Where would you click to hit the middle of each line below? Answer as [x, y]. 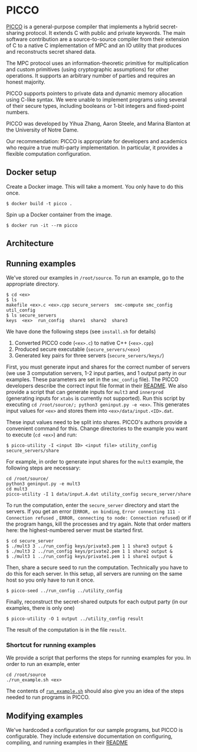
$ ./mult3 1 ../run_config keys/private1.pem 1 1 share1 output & [89, 556]
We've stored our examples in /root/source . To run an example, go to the [95, 277]
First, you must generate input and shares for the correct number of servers [98, 367]
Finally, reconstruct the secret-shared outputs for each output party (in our [97, 602]
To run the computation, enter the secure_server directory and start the [93, 505]
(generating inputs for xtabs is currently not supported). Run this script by [96, 398]
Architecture [30, 243]
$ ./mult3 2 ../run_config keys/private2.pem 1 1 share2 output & [89, 551]
